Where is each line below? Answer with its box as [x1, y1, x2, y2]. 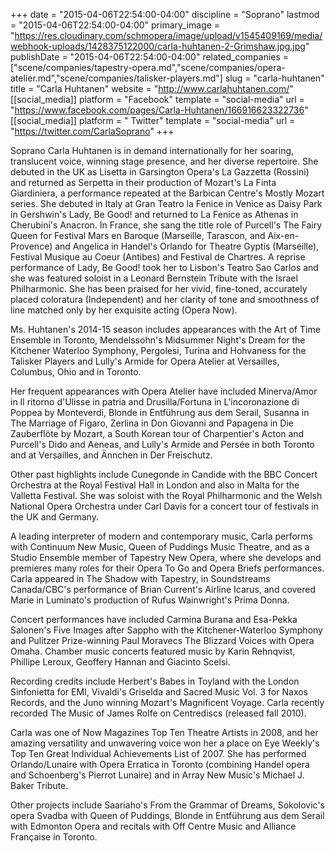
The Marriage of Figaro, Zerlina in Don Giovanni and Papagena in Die [10, 417, 294, 429]
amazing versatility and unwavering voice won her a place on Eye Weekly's [10, 737, 320, 749]
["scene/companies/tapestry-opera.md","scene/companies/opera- [10, 62, 286, 73]
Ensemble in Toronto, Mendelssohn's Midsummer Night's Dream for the [10, 334, 306, 346]
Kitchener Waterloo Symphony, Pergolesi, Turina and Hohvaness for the [10, 345, 307, 356]
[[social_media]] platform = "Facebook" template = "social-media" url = [10, 94, 305, 105]
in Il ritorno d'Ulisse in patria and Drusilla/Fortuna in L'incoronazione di [10, 396, 300, 408]
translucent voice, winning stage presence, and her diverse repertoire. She [10, 155, 319, 167]
